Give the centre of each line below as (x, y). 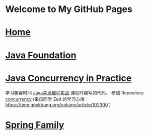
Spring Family (35, 125)
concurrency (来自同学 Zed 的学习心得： (47, 99)
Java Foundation (41, 55)
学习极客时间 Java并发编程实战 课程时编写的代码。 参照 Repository (74, 93)
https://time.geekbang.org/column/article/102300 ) (58, 104)
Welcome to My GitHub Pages (69, 9)
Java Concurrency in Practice (68, 78)
